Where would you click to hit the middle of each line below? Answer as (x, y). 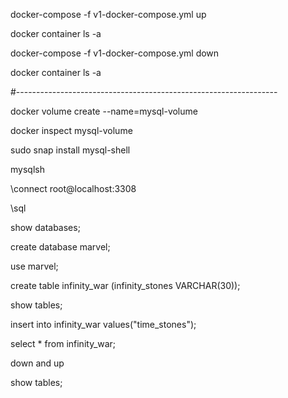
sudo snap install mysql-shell (70, 150)
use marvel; (34, 266)
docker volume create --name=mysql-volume (104, 111)
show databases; (45, 227)
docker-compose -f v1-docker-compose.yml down (115, 53)
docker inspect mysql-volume (71, 130)
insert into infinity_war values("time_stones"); (103, 324)
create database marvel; (60, 247)
